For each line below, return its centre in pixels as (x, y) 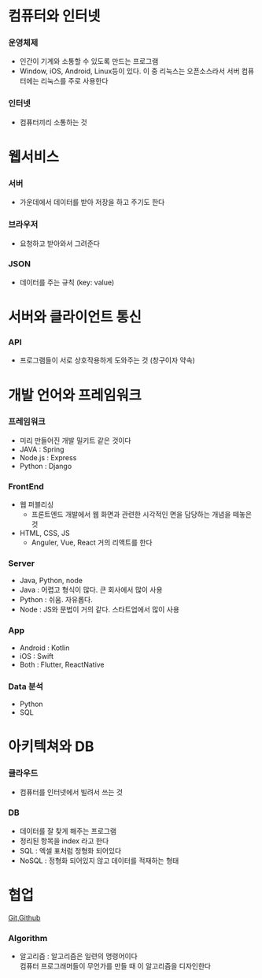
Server (22, 563)
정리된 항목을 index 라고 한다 (64, 841)
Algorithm (28, 938)
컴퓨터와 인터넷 (54, 16)
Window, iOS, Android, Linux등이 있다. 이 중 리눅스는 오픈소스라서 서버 (129, 71)
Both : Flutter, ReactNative (62, 664)
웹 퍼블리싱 (37, 504)
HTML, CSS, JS (44, 534)
